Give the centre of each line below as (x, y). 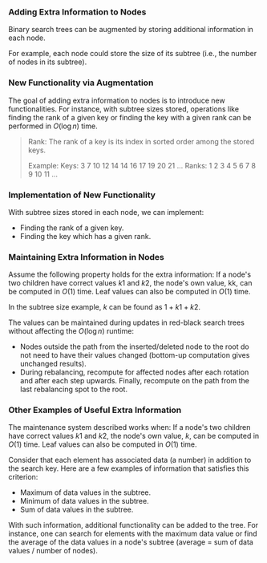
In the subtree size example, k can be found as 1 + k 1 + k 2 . (105, 307)
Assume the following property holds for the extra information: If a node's (129, 274)
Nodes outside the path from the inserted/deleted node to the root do (135, 346)
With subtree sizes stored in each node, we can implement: (106, 212)
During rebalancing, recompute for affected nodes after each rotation (134, 372)
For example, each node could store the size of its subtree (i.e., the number (133, 54)
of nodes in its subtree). (48, 62)
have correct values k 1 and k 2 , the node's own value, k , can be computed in (134, 436)
